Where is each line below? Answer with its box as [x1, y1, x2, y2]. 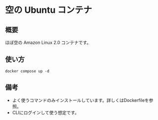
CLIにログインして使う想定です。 [12, 109, 79, 116]
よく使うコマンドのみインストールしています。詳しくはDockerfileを [12, 97, 149, 103]
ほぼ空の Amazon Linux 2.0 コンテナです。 [5, 40, 91, 45]
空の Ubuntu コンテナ [5, 4, 92, 16]
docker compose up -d [5, 68, 50, 74]
